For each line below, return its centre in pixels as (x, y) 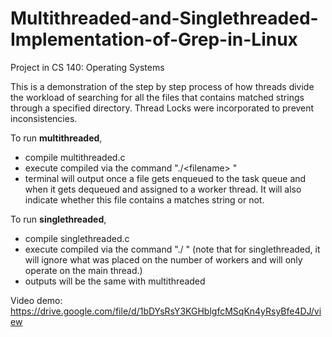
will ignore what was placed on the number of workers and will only (163, 259)
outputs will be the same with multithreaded (115, 281)
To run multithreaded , (56, 138)
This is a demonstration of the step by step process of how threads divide (162, 86)
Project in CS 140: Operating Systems (87, 67)
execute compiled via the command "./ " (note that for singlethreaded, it (172, 249)
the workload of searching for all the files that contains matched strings (157, 97)
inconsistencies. (44, 118)
